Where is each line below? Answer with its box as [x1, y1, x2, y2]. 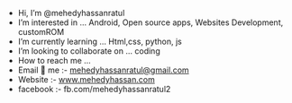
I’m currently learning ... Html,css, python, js [17, 36, 183, 47]
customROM [17, 27, 65, 37]
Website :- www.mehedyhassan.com [17, 74, 155, 84]
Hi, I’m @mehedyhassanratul [17, 8, 125, 18]
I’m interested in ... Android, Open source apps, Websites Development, [17, 17, 284, 28]
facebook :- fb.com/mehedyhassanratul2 [17, 84, 171, 94]
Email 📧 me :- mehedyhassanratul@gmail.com [17, 64, 189, 75]
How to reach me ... [17, 56, 92, 65]
